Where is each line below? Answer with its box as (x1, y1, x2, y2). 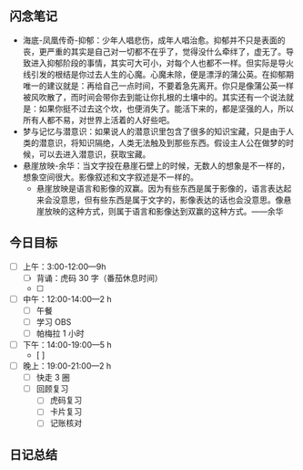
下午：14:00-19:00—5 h (22, 339, 112, 350)
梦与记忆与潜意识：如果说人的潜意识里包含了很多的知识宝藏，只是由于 (22, 126, 287, 137)
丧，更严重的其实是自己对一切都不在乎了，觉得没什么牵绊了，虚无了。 (22, 46, 287, 57)
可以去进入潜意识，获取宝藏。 (38, 149, 151, 160)
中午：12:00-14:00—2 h (22, 293, 112, 304)
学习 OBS (35, 316, 72, 327)
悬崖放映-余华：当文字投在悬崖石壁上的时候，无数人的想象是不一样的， (22, 160, 290, 171)
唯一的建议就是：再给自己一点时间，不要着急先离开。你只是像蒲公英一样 (22, 80, 294, 91)
